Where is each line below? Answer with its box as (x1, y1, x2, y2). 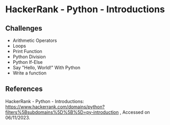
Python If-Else (12, 59, 43, 65)
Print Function (12, 48, 42, 54)
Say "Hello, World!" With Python (12, 65, 81, 70)
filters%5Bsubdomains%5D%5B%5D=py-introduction (5, 109, 119, 115)
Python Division (12, 54, 46, 60)
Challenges (5, 24, 42, 33)
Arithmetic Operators (12, 37, 57, 43)
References (5, 85, 43, 93)
